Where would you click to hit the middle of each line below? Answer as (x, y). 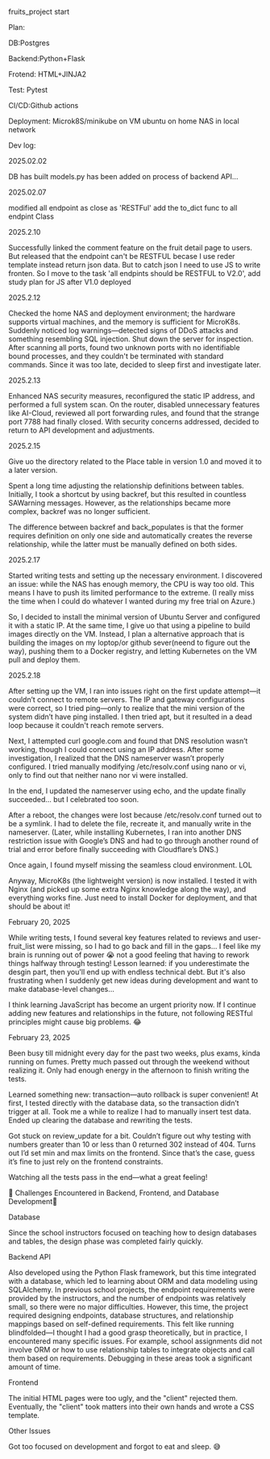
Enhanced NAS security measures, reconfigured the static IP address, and (132, 396)
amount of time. (35, 1367)
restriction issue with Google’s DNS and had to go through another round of (134, 841)
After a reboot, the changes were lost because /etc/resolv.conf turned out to (135, 815)
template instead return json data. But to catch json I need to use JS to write (135, 265)
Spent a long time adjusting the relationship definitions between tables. (126, 486)
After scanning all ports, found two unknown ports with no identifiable (124, 347)
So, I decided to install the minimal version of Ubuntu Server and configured (134, 617)
